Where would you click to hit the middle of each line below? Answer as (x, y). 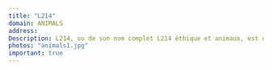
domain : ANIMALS (36, 23)
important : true (36, 53)
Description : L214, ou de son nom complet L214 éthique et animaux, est (134, 38)
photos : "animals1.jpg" (49, 46)
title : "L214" (32, 16)
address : (23, 31)
